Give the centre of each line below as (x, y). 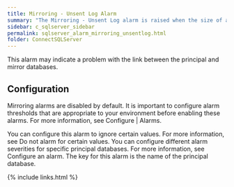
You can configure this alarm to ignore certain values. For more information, (116, 134)
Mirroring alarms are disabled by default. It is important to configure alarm (114, 105)
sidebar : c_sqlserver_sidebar (51, 27)
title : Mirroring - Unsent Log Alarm (62, 14)
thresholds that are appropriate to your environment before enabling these (114, 113)
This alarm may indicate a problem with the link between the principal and (113, 59)
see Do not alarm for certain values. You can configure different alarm (107, 141)
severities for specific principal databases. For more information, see (106, 149)
